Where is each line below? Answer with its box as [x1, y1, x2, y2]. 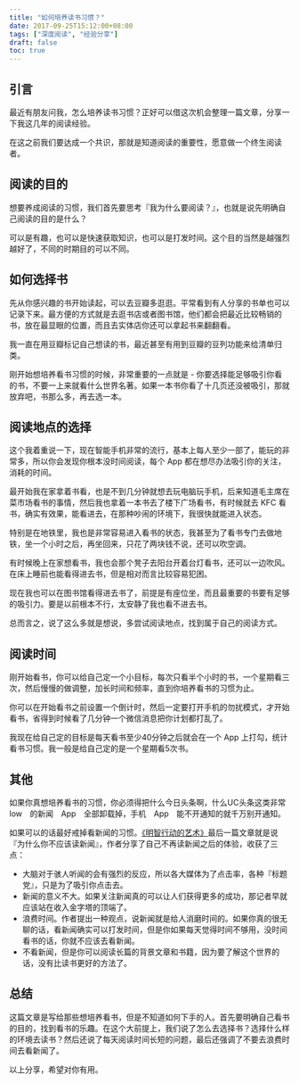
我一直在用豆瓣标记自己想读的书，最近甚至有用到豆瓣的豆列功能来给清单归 [9, 338, 282, 349]
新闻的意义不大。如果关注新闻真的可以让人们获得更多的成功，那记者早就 [21, 891, 287, 901]
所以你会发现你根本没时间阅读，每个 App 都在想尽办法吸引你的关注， [32, 456, 287, 467]
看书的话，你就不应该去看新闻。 [21, 936, 140, 946]
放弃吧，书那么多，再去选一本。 [9, 391, 126, 401]
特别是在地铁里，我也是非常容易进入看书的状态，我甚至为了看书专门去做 [9, 527, 274, 538]
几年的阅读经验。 [32, 118, 95, 128]
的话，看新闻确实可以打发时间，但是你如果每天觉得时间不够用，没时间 [29, 924, 287, 935]
